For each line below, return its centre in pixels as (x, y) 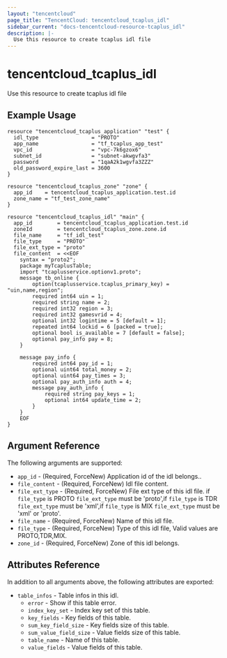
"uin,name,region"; (36, 290)
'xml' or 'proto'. (39, 513)
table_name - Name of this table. (74, 640)
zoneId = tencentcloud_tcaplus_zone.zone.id (90, 229)
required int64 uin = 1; (68, 296)
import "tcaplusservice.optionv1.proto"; (80, 272)
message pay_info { (48, 357)
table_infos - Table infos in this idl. (68, 595)
